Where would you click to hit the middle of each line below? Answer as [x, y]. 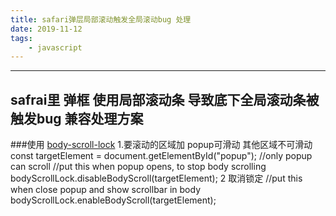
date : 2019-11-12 [46, 29]
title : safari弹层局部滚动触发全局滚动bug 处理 [101, 19]
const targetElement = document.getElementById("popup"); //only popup [161, 156]
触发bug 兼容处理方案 [77, 118]
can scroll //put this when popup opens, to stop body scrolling [138, 167]
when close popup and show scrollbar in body [106, 190]
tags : [21, 38]
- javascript [55, 47]
